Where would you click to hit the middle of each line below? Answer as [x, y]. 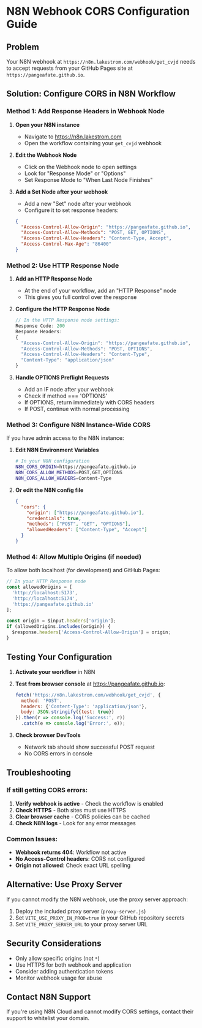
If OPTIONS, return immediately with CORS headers [89, 403]
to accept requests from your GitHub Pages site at [69, 68]
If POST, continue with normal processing [77, 409]
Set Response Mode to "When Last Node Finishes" [88, 180]
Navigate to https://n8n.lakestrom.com [73, 137]
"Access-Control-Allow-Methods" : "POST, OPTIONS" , [87, 349]
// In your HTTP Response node [46, 581]
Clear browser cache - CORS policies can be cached [82, 817]
